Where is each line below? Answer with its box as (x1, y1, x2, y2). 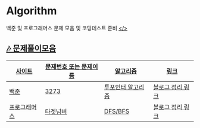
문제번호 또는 (45, 62, 80, 71)
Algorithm (6, 4, 57, 18)
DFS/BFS (104, 107, 130, 115)
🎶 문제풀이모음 (6, 43, 57, 54)
